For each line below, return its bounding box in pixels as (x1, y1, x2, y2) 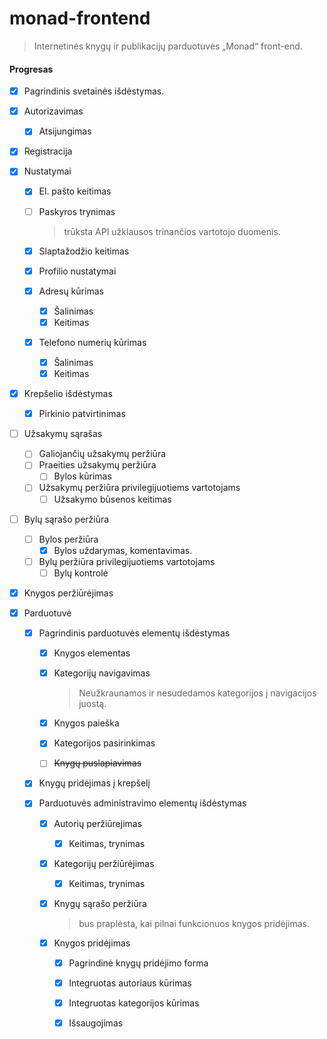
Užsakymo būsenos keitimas (53, 493, 172, 505)
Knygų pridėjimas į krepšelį (38, 777, 151, 789)
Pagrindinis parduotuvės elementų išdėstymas (38, 627, 231, 639)
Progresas (9, 63, 54, 75)
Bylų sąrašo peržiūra (23, 513, 110, 525)
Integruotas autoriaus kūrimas (68, 977, 192, 989)
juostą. (78, 698, 107, 710)
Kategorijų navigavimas (53, 667, 151, 679)
